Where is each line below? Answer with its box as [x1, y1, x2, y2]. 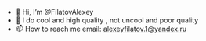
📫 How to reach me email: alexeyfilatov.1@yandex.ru [15, 24, 186, 33]
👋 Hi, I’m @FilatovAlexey [15, 8, 94, 16]
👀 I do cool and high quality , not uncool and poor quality [15, 15, 199, 25]
